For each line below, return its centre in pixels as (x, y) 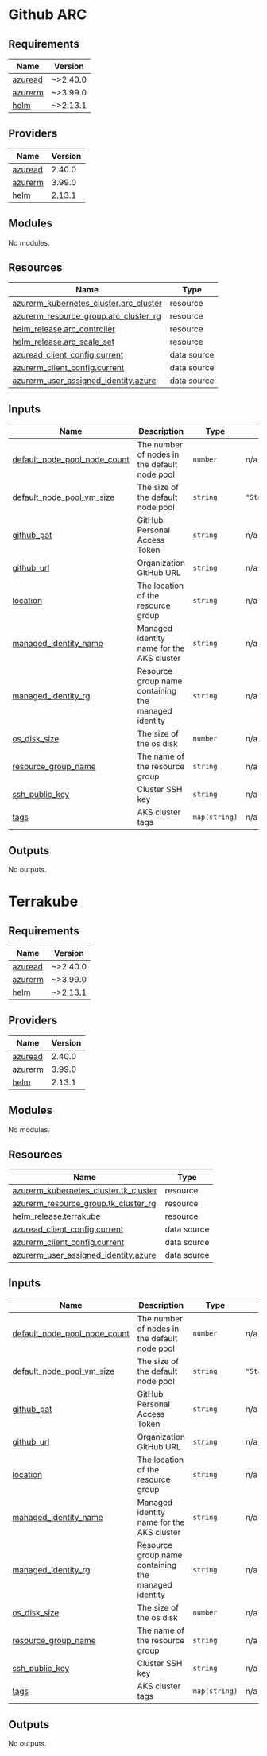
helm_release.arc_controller (64, 329)
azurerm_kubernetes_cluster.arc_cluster (87, 304)
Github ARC (48, 15)
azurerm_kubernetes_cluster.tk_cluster (85, 1190)
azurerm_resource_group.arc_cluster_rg (87, 316)
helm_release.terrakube (56, 1216)
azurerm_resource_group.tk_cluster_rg (84, 1203)
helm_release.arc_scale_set (64, 342)
